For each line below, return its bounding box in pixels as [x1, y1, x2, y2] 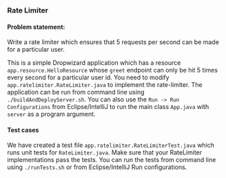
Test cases [7, 126, 39, 134]
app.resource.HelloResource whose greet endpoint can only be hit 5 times [7, 66, 218, 75]
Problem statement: [7, 23, 65, 31]
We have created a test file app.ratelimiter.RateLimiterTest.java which [7, 141, 215, 150]
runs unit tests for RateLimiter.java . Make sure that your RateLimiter [7, 148, 203, 157]
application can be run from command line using [7, 88, 145, 97]
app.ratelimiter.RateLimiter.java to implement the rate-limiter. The [7, 81, 203, 89]
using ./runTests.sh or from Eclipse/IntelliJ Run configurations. [7, 163, 187, 171]
